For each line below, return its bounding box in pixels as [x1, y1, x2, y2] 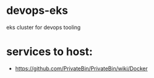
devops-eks [6, 4, 69, 18]
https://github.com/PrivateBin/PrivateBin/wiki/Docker [15, 65, 148, 72]
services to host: [6, 45, 93, 59]
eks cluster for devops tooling [6, 24, 81, 31]
